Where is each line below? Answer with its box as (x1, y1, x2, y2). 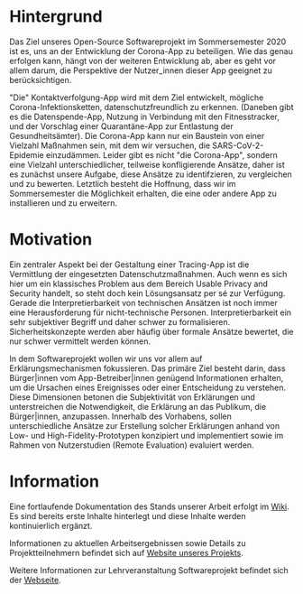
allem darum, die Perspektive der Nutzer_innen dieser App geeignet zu (9, 65, 272, 76)
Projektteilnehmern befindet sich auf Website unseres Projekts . (9, 547, 243, 558)
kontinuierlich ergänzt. (9, 520, 93, 531)
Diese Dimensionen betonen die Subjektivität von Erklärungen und (9, 391, 255, 403)
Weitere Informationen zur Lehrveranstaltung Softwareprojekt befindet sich (9, 564, 289, 575)
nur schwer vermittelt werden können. (9, 336, 151, 347)
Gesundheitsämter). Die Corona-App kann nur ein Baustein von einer (9, 130, 265, 141)
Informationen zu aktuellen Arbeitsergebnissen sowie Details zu (9, 537, 246, 548)
